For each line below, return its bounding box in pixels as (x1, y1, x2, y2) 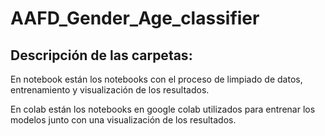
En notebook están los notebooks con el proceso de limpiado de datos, (10, 73, 303, 85)
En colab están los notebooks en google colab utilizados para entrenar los (10, 103, 316, 115)
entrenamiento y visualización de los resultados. (10, 84, 210, 96)
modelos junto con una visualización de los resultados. (10, 114, 237, 126)
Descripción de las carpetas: (10, 47, 193, 64)
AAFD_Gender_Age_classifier (10, 7, 260, 30)
